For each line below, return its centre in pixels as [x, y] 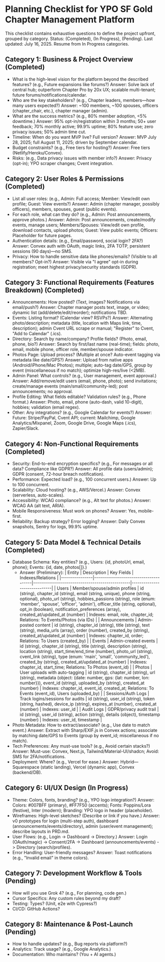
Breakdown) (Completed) [45, 290]
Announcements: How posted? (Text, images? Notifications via [76, 302]
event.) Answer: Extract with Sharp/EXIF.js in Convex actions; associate [85, 730]
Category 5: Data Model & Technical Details [73, 542]
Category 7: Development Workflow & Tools [73, 873]
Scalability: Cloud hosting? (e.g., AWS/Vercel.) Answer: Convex [76, 490]
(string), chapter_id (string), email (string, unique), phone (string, [85, 593]
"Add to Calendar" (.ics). [37, 334]
